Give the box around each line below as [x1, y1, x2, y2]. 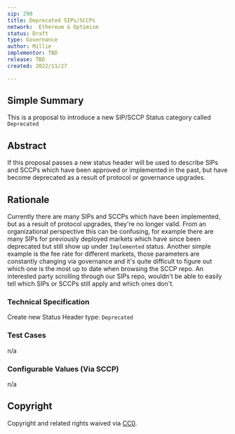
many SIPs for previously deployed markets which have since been [7, 235, 201, 243]
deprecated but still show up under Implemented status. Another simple [7, 242, 212, 251]
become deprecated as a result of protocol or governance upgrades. [7, 173, 206, 182]
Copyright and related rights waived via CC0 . [7, 419, 137, 427]
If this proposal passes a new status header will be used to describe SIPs [7, 159, 219, 167]
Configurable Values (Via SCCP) [7, 364, 119, 374]
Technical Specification [7, 296, 90, 306]
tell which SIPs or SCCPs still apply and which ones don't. [7, 280, 174, 288]
